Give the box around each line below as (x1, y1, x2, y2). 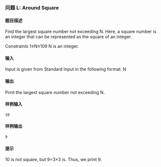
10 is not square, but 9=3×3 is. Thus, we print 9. (5, 157, 102, 163)
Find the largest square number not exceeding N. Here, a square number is (5, 28, 157, 35)
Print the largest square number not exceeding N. (5, 89, 105, 95)
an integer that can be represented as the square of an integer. (5, 34, 132, 40)
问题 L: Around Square (5, 4, 59, 11)
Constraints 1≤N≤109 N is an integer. (5, 43, 80, 49)
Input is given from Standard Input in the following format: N (5, 66, 127, 72)
